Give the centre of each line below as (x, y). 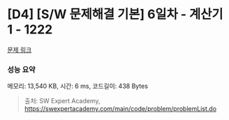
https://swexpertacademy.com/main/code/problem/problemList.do (120, 109)
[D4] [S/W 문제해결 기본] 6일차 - (97, 14)
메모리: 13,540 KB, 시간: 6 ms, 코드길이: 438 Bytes (78, 86)
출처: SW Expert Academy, (62, 101)
